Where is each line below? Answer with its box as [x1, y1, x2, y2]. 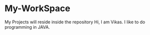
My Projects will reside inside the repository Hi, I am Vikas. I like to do [4, 19, 146, 25]
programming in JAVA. [4, 24, 50, 30]
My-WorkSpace [4, 3, 71, 14]
